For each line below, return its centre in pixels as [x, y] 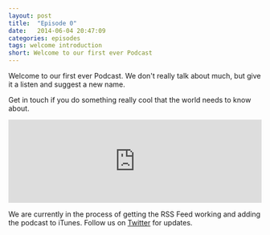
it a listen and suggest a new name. [67, 84]
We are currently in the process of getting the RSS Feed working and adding [135, 214]
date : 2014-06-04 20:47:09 [57, 30]
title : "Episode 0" [43, 23]
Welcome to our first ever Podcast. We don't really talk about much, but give [135, 76]
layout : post [30, 16]
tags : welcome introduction [55, 46]
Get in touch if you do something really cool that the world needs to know [130, 100]
